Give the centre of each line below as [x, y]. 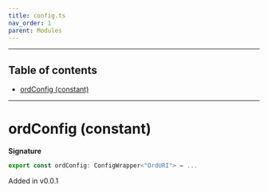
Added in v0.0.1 [33, 181]
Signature [25, 151]
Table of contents [53, 70]
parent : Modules [35, 30]
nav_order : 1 [30, 23]
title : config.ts [37, 16]
